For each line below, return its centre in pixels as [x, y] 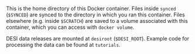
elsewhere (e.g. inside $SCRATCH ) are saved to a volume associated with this [97, 21]
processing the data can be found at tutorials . [63, 45]
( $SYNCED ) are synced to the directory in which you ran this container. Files [95, 15]
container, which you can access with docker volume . [70, 27]
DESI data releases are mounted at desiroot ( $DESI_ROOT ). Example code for [98, 38]
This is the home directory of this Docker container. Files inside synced [91, 9]
